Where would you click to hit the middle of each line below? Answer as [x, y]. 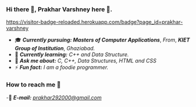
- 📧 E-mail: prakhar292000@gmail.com [54, 97]
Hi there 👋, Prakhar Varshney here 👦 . [59, 9]
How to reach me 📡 [34, 85]
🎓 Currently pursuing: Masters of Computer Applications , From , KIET [102, 40]
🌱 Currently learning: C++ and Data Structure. [72, 54]
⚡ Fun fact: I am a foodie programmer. [62, 67]
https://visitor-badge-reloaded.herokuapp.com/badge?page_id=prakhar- [94, 22]
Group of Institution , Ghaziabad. [55, 49]
